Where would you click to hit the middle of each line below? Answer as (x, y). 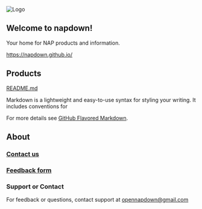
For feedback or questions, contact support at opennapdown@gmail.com (97, 200)
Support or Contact (35, 186)
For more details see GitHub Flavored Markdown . (67, 118)
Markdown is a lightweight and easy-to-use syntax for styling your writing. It (101, 100)
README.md (22, 88)
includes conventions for (37, 106)
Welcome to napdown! (49, 28)
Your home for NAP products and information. (63, 43)
